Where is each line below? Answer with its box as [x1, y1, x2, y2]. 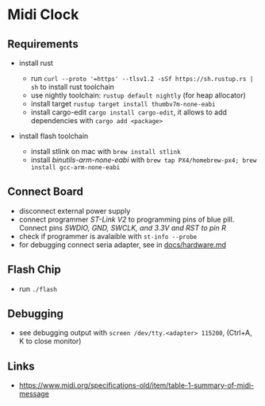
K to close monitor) [18, 336, 82, 346]
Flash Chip [7, 263, 61, 276]
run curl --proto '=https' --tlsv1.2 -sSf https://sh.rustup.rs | [30, 74, 254, 83]
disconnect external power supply [18, 206, 131, 215]
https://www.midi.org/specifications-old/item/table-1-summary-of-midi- [18, 381, 255, 390]
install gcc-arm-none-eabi [30, 164, 121, 172]
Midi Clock [7, 6, 79, 24]
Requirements [7, 37, 79, 51]
